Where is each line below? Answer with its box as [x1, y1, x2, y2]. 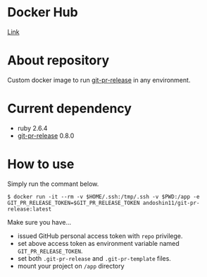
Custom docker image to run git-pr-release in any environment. [7, 76, 191, 84]
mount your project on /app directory [17, 261, 125, 270]
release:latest [7, 206, 52, 213]
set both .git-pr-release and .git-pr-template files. [17, 254, 171, 262]
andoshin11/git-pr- [142, 199, 200, 206]
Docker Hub [7, 4, 79, 20]
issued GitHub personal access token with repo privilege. [17, 231, 183, 240]
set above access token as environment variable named [17, 239, 180, 247]
